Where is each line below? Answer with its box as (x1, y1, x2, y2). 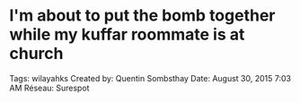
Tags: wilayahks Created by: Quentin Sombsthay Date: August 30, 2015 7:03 (9, 72, 292, 83)
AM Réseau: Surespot (9, 82, 90, 93)
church (9, 44, 64, 64)
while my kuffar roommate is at (9, 24, 245, 45)
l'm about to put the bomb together (9, 5, 276, 26)
